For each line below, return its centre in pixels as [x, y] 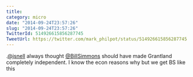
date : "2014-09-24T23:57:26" [42, 23]
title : [14, 12]
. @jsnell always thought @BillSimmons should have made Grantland [89, 56]
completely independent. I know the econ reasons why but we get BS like [96, 62]
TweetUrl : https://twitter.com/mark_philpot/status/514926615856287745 [96, 39]
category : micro [26, 17]
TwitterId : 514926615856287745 [45, 34]
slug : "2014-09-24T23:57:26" [42, 28]
